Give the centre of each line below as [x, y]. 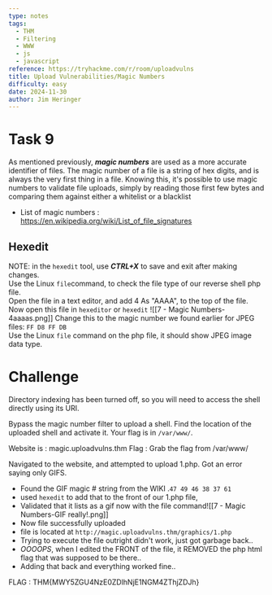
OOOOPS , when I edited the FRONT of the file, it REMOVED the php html [141, 549]
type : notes [28, 16]
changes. [24, 275]
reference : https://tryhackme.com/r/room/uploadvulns [101, 69]
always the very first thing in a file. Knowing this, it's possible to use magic [133, 179]
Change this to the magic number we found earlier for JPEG [155, 318]
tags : [17, 24]
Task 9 [31, 140]
